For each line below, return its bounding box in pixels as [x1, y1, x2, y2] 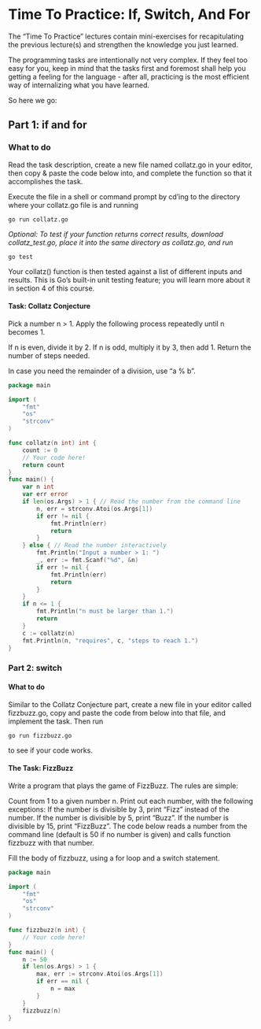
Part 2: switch [8, 663, 63, 674]
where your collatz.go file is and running [8, 200, 139, 209]
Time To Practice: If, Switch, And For [8, 6, 251, 24]
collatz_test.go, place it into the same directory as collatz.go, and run [8, 238, 233, 247]
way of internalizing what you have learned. [8, 80, 150, 90]
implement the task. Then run [8, 716, 104, 726]
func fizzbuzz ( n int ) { [8, 927, 86, 935]
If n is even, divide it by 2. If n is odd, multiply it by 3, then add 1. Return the [8, 342, 252, 352]
